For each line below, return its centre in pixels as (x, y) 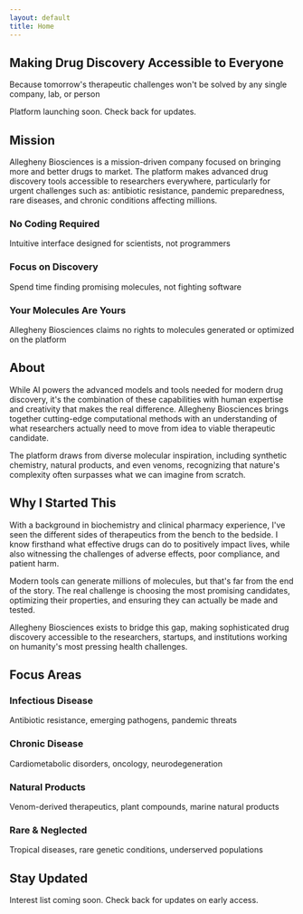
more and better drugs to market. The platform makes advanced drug (139, 172)
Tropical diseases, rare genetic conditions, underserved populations (137, 850)
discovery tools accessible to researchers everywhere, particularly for (140, 181)
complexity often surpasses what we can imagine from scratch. (128, 474)
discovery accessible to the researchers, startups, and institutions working (148, 637)
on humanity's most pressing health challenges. (99, 646)
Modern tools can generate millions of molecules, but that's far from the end (151, 581)
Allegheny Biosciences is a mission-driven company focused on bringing (145, 162)
